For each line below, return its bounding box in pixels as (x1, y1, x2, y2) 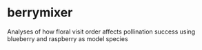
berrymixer (7, 5, 73, 21)
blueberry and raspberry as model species (7, 34, 129, 42)
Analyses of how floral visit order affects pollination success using (7, 27, 196, 36)
